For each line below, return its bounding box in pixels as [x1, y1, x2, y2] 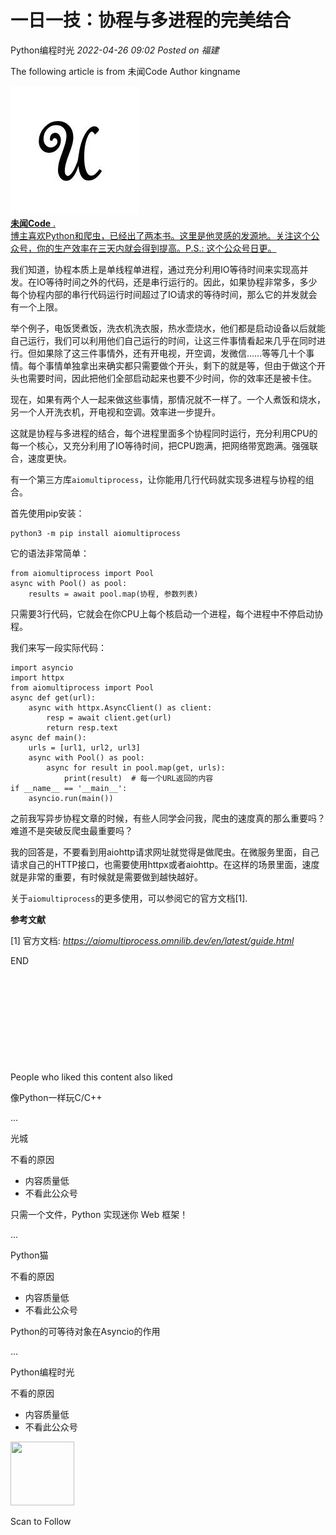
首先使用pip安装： [10, 507, 85, 519]
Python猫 [10, 1249, 49, 1261]
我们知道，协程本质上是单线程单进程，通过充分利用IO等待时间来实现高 [10, 263, 300, 275]
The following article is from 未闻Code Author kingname [10, 65, 241, 77]
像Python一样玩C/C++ [10, 1091, 103, 1103]
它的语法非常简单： [10, 547, 90, 559]
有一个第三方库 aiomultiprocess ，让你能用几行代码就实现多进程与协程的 [10, 473, 306, 485]
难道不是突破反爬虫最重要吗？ [10, 824, 133, 836]
